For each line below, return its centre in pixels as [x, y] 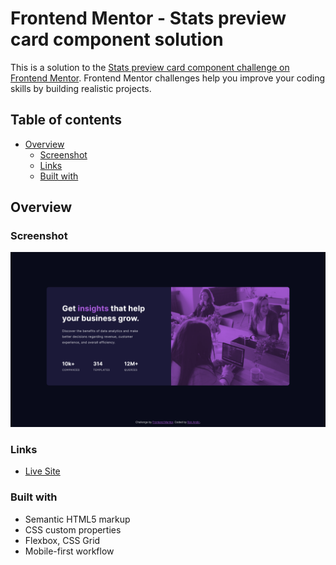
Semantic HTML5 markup [77, 519]
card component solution [117, 39]
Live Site [42, 471]
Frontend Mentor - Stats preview [148, 18]
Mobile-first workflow [69, 551]
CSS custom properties [73, 529]
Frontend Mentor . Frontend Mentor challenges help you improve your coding [168, 78]
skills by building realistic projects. [81, 88]
